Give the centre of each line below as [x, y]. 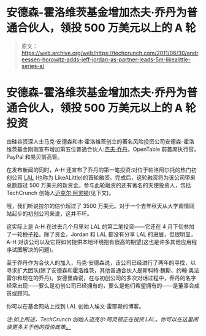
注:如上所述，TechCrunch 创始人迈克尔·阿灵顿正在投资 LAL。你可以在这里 [100, 319]
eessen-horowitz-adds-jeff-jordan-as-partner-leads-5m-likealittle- [106, 59]
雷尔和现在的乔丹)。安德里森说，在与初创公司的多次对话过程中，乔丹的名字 [101, 278]
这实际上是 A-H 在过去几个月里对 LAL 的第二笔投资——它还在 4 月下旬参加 [101, 226]
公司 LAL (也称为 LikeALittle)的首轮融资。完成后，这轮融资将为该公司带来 [104, 177]
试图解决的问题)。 [34, 250]
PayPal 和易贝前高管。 [35, 156]
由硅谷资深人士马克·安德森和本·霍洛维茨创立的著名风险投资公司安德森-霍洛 [101, 141]
